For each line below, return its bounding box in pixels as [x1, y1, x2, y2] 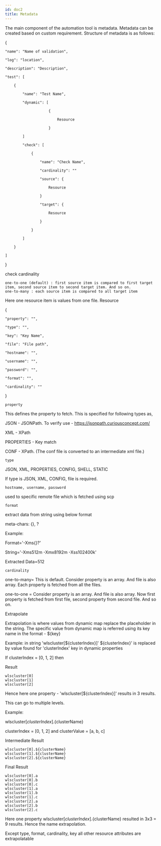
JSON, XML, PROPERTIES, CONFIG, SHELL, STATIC [5, 466, 108, 472]
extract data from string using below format [5, 511, 92, 518]
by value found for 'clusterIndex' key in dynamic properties [5, 645, 123, 651]
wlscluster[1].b [5, 790, 38, 795]
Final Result [5, 764, 28, 770]
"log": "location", [5, 57, 45, 62]
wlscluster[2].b [5, 803, 38, 808]
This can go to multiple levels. [5, 700, 64, 706]
